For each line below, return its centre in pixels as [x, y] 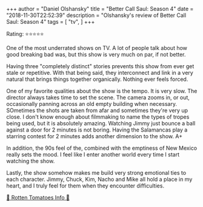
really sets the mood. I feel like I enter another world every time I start [93, 154]
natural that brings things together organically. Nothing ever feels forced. [97, 79]
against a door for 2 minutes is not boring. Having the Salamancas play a [97, 130]
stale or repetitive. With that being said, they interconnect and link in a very [100, 73]
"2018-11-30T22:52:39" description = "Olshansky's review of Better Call [96, 15]
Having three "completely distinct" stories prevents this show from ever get [100, 66]
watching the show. [31, 161]
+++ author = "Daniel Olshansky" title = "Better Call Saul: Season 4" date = [100, 9]
